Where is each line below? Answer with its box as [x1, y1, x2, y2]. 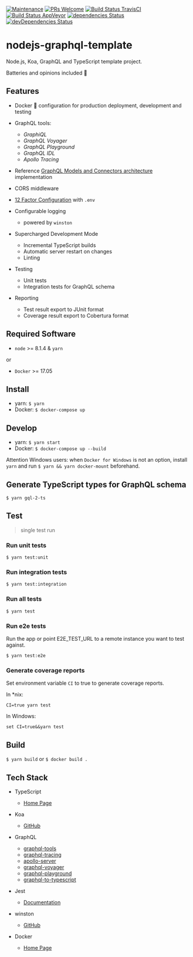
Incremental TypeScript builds [23, 241, 96, 249]
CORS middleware [14, 185, 59, 192]
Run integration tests [6, 568, 67, 576]
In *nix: [6, 691, 23, 698]
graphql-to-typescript [23, 876, 76, 883]
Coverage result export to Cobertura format [23, 312, 129, 319]
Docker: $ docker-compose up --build [14, 445, 107, 452]
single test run [20, 526, 56, 533]
